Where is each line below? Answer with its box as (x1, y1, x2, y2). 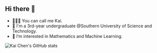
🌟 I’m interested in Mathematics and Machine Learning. (12, 33, 123, 39)
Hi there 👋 (5, 5, 35, 13)
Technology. (12, 28, 37, 34)
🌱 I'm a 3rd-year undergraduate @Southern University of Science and (12, 23, 152, 29)
